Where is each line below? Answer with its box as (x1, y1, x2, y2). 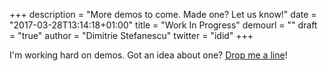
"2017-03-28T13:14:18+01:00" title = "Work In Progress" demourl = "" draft (9, 19, 318, 31)
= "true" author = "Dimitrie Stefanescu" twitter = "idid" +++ (9, 30, 254, 41)
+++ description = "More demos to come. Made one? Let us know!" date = (9, 9, 317, 20)
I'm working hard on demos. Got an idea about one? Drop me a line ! (9, 49, 288, 61)
